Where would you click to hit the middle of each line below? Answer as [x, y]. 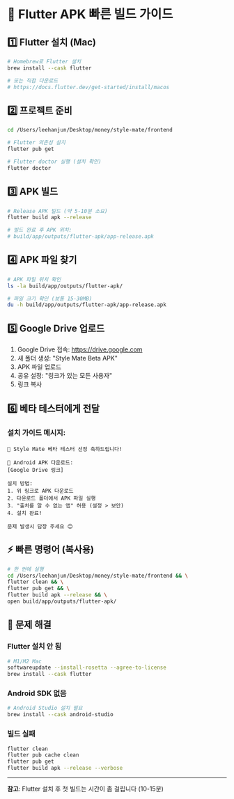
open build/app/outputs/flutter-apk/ [62, 601]
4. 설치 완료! [25, 513]
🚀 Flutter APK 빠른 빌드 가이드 [90, 14]
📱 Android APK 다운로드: [40, 462]
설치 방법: [20, 483]
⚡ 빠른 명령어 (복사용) [50, 549]
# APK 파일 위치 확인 [34, 279]
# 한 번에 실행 [25, 569]
